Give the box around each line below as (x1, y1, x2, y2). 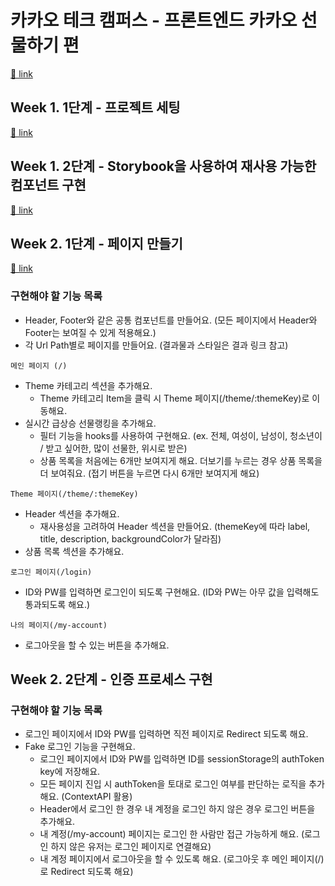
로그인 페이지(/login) (10, 567, 93, 577)
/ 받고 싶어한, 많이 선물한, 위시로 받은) (39, 442, 188, 454)
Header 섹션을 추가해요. (24, 507, 120, 520)
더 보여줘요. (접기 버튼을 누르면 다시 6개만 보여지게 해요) (39, 467, 260, 479)
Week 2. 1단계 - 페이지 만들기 (10, 235, 183, 252)
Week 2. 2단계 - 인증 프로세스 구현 (10, 671, 213, 688)
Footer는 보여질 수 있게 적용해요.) (24, 326, 157, 338)
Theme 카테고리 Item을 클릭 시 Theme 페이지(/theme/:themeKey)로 (39, 392, 310, 404)
